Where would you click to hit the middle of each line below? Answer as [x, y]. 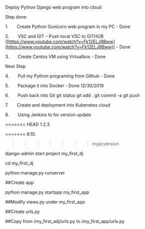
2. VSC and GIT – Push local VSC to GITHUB [54, 36]
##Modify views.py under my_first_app [45, 202]
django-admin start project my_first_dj [44, 153]
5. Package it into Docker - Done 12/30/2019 [54, 85]
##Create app [19, 182]
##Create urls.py [22, 211]
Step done [16, 17]
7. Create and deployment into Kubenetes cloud [58, 105]
